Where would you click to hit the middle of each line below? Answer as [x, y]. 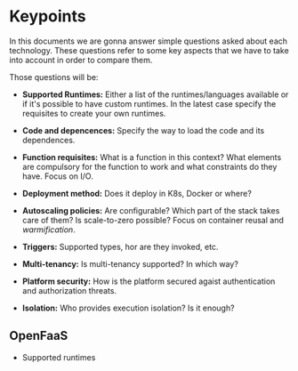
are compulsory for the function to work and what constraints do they [149, 166]
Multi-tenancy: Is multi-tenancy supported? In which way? [130, 263]
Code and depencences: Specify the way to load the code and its [143, 130]
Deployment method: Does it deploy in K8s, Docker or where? [137, 193]
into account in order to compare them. [81, 60]
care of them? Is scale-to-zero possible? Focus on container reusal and [153, 220]
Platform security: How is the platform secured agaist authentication [149, 281]
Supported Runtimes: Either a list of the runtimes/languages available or [155, 94]
